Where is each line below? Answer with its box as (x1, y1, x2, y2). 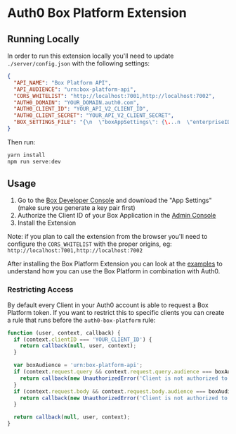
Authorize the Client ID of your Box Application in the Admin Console (17, 211, 216, 220)
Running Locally (7, 33, 79, 45)
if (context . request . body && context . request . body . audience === (13, 387, 206, 395)
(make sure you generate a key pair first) (17, 204, 136, 212)
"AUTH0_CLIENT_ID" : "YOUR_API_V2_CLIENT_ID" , (13, 106, 150, 113)
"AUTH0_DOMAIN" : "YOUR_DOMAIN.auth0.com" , (13, 99, 140, 106)
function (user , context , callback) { (7, 329, 121, 336)
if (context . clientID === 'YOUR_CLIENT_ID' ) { (13, 336, 152, 343)
